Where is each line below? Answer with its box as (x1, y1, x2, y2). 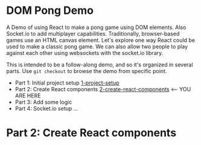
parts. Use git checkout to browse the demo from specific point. (6, 67, 167, 74)
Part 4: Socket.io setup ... (14, 105, 78, 112)
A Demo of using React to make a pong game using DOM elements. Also (6, 24, 187, 31)
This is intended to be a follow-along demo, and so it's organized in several (6, 61, 193, 68)
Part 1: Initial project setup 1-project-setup (14, 79, 120, 86)
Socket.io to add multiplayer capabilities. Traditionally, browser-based (6, 30, 180, 37)
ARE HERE (14, 92, 41, 99)
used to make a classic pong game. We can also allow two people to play (6, 43, 188, 50)
